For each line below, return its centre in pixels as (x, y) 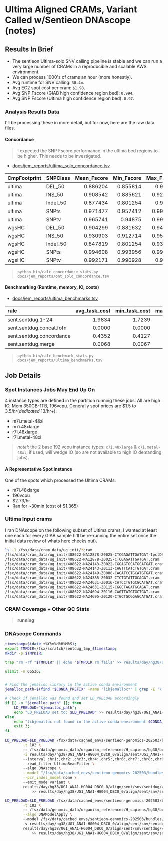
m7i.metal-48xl (28, 421)
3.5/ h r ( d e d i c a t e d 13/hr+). (31, 411)
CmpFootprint (24, 178)
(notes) (21, 31)
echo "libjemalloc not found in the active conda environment (80, 722)
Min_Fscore (127, 178)
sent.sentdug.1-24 (30, 319)
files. (10, 128)
